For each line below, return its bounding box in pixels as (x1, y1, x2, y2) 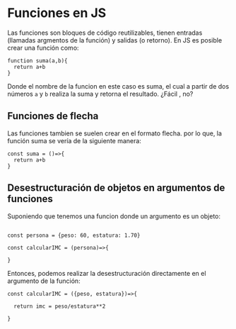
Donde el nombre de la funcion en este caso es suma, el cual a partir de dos (7, 82, 230, 90)
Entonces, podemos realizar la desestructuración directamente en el (7, 269, 206, 277)
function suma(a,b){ (7, 57, 69, 65)
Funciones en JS (7, 5, 107, 21)
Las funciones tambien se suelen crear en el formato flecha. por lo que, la (7, 129, 223, 138)
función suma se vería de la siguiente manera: (7, 136, 141, 145)
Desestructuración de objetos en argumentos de (7, 182, 225, 194)
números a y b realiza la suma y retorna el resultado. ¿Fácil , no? (7, 89, 194, 98)
